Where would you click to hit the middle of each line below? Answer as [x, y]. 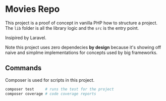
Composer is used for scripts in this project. [50, 80]
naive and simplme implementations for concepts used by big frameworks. [81, 52]
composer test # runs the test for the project [59, 89]
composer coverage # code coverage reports [51, 94]
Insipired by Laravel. [26, 38]
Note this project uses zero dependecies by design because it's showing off [83, 47]
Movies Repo [32, 9]
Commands [24, 68]
